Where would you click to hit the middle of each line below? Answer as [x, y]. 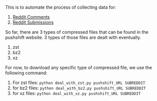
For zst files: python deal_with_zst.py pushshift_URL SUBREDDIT [79, 83]
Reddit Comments [31, 17]
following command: [26, 73]
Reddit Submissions [33, 22]
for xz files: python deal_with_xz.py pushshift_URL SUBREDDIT [76, 93]
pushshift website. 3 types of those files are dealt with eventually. [73, 37]
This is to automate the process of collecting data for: [61, 7]
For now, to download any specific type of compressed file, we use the [79, 68]
